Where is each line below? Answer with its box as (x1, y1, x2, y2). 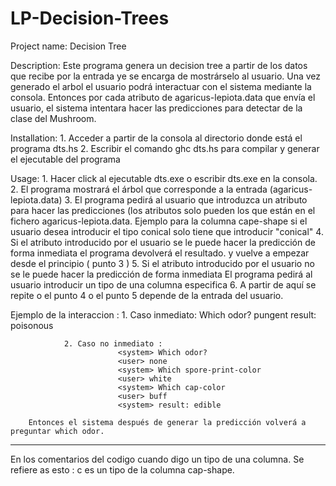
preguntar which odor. (10, 426, 105, 436)
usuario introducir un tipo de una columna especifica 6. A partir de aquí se (10, 278, 317, 291)
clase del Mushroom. (10, 112, 97, 124)
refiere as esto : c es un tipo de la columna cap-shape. (10, 463, 235, 476)
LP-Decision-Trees (10, 7, 170, 30)
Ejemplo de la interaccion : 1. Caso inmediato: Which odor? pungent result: (10, 308, 317, 321)
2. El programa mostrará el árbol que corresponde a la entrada (10, 183, 268, 195)
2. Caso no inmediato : (63, 338, 163, 349)
